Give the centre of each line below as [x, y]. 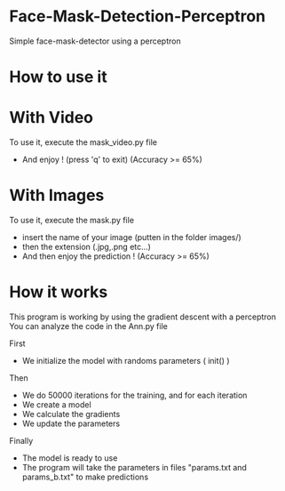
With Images [57, 195]
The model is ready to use [70, 458]
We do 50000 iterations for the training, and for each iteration [135, 395]
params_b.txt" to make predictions [85, 477]
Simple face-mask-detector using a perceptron [95, 41]
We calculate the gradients [71, 414]
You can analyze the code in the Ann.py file [89, 326]
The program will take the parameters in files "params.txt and [134, 467]
